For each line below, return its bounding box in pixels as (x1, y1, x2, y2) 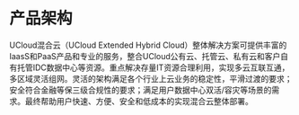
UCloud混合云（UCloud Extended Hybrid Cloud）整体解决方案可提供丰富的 (9, 40, 287, 50)
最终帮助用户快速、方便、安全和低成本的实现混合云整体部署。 (24, 95, 253, 106)
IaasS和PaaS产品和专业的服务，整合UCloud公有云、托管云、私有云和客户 (9, 50, 281, 61)
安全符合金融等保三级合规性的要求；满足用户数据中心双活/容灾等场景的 (9, 84, 272, 95)
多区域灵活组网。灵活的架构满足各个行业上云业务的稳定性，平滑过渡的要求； (9, 73, 293, 84)
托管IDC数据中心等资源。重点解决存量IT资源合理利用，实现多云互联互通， (16, 62, 290, 73)
